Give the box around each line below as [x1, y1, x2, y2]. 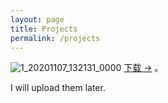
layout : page [10, 14, 65, 25]
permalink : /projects [10, 33, 101, 43]
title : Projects [10, 24, 78, 34]
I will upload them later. [10, 82, 106, 94]
